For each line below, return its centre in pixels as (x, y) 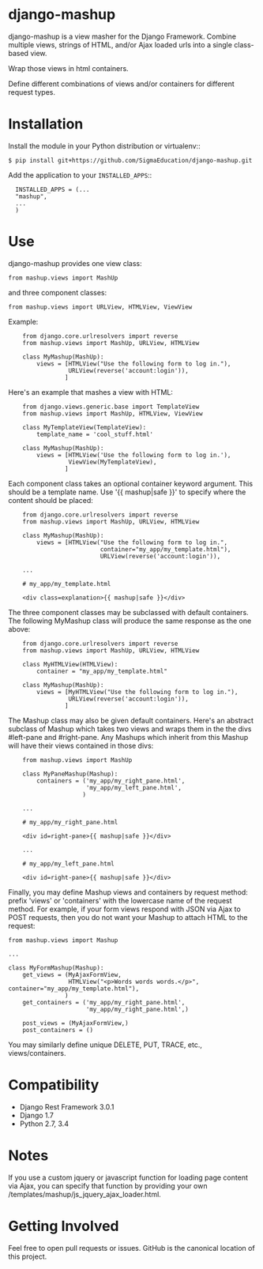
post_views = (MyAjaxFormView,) (75, 1023)
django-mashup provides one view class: (75, 263)
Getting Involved (64, 1226)
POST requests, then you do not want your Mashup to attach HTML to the (128, 917)
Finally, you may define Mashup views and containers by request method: (128, 892)
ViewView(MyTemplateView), (113, 462)
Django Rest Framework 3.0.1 (67, 1106)
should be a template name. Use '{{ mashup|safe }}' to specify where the (127, 492)
